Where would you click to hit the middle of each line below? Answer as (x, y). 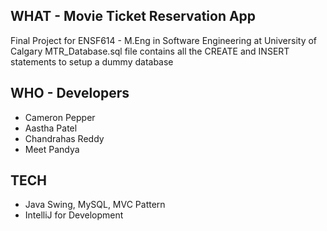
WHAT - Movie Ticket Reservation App (133, 16)
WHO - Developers (70, 93)
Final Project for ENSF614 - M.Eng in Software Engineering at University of (164, 40)
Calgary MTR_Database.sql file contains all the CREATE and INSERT (150, 51)
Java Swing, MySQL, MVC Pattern (95, 205)
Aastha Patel (51, 128)
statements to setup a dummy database (92, 61)
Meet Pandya (52, 149)
